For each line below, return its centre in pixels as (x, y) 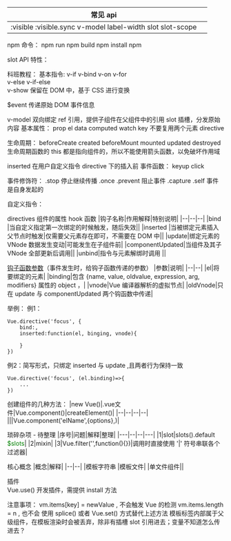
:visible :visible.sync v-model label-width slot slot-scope (104, 27)
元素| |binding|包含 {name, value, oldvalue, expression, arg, (115, 276)
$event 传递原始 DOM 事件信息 (51, 105)
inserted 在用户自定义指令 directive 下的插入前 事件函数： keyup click (106, 166)
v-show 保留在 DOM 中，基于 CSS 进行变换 (69, 90)
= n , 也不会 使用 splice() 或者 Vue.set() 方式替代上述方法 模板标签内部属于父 (115, 513)
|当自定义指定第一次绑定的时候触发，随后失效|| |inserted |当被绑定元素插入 (113, 227)
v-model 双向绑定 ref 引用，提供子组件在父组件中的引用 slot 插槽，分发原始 (114, 119)
